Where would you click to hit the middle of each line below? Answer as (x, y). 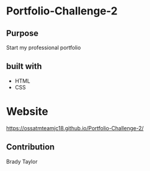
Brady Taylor (22, 161)
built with (24, 66)
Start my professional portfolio (44, 47)
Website (27, 112)
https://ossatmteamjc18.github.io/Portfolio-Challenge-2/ (75, 128)
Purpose (22, 33)
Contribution (30, 147)
